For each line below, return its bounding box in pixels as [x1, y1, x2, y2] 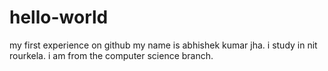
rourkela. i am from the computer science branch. [9, 49, 214, 61]
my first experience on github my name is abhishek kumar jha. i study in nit [9, 39, 318, 51]
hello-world [9, 6, 109, 29]
